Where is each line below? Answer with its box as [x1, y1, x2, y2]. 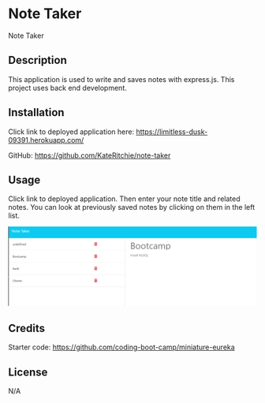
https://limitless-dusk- [136, 127, 208, 136]
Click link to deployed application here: [8, 127, 135, 136]
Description [8, 54, 67, 67]
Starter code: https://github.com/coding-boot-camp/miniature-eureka [8, 342, 235, 352]
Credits [8, 321, 46, 335]
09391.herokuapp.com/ [8, 135, 84, 144]
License [8, 365, 48, 379]
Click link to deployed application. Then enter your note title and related [8, 194, 241, 203]
